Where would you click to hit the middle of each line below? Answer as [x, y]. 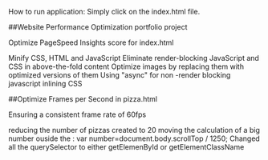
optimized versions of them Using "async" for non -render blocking [120, 75]
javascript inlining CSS [45, 84]
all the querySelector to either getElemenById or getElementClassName [126, 147]
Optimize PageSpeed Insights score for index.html [91, 42]
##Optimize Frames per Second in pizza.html [83, 99]
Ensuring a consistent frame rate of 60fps [77, 114]
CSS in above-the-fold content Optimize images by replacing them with [126, 66]
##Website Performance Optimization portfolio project [98, 27]
